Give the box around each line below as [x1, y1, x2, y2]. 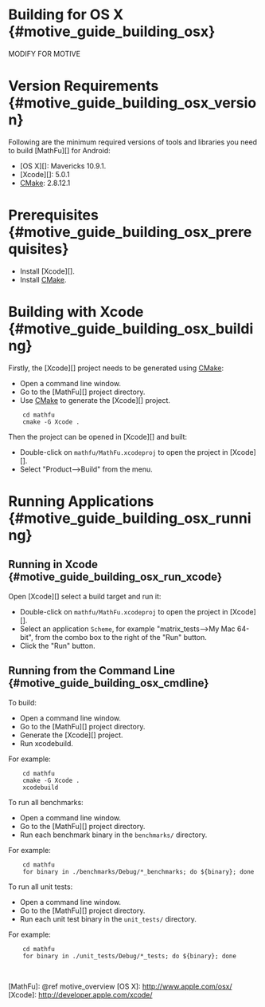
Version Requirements [8, 77, 159, 95]
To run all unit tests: [8, 882, 73, 891]
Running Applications [8, 492, 154, 510]
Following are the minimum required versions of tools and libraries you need [8, 137, 257, 147]
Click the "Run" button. [19, 641, 95, 650]
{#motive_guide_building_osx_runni [8, 509, 252, 527]
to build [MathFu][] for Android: [8, 145, 111, 155]
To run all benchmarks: [8, 797, 84, 807]
